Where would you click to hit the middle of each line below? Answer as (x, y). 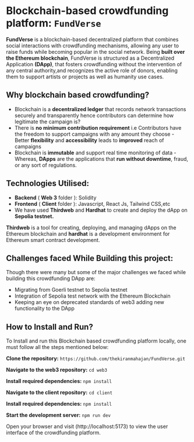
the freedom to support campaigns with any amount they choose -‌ (94, 134)
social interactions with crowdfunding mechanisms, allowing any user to (93, 46)
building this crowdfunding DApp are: (51, 278)
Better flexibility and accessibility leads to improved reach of (89, 140)
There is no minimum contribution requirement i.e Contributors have (98, 127)
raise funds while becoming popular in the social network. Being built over (96, 51)
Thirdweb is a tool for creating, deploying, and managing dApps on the (91, 227)
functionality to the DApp (44, 309)
